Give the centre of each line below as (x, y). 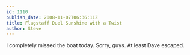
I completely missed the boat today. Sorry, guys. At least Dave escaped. (95, 45)
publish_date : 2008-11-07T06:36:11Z (52, 17)
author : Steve (24, 28)
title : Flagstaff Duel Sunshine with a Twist (64, 23)
